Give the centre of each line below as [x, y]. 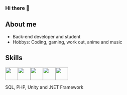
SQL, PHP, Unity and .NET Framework [44, 87]
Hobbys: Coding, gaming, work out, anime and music [67, 42]
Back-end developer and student [46, 36]
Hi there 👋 [18, 8]
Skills [14, 58]
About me [21, 25]
